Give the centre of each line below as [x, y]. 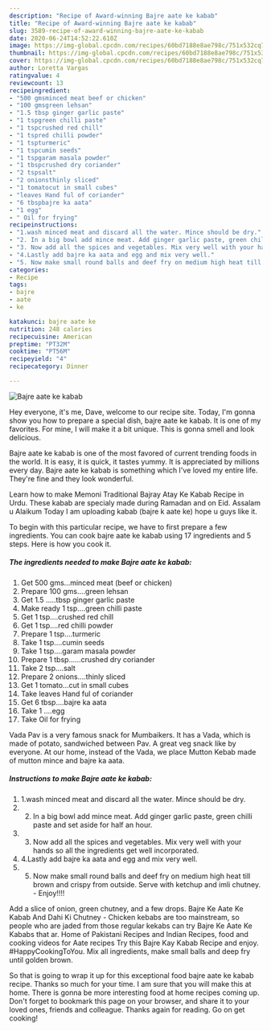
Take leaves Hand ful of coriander [77, 693]
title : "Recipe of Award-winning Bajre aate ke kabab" [103, 23]
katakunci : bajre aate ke [52, 321]
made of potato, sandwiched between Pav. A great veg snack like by [123, 743]
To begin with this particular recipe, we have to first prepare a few [118, 526]
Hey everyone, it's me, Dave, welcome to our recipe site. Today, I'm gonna [132, 411]
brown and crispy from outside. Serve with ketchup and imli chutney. [146, 884]
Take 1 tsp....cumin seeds [63, 642]
